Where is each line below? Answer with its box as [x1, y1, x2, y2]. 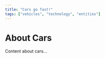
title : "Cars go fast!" [5, 7, 53, 12]
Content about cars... [5, 48, 47, 54]
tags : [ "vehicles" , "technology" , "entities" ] [5, 12, 101, 16]
